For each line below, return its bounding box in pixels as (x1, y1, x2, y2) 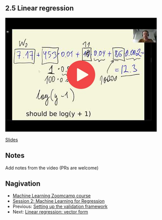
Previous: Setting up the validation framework (12, 203, 107, 209)
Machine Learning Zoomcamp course (12, 193, 91, 199)
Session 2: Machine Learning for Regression (12, 198, 105, 204)
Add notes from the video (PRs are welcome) (5, 164, 99, 171)
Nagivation (5, 180, 41, 188)
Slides (5, 137, 18, 143)
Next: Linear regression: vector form (12, 209, 88, 215)
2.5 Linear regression (5, 4, 74, 13)
